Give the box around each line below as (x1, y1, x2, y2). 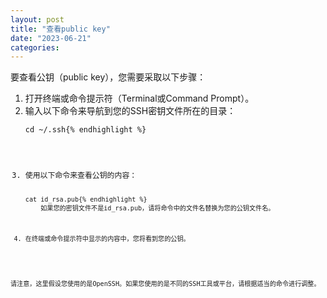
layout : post (10, 14, 65, 25)
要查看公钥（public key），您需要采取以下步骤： (10, 71, 207, 83)
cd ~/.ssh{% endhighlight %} (24, 125, 147, 135)
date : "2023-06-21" (10, 33, 92, 43)
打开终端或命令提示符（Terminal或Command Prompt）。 (24, 92, 255, 105)
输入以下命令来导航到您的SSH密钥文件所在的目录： (24, 105, 237, 117)
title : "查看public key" (10, 24, 111, 34)
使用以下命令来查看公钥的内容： (24, 171, 138, 181)
